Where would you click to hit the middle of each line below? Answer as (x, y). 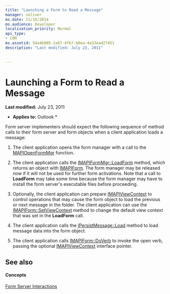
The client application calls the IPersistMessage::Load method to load (85, 225)
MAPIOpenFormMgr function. (43, 153)
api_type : (16, 34)
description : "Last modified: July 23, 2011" (54, 48)
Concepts (16, 275)
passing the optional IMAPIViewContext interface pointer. (73, 246)
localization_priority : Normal (38, 29)
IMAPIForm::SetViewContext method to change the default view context (88, 210)
